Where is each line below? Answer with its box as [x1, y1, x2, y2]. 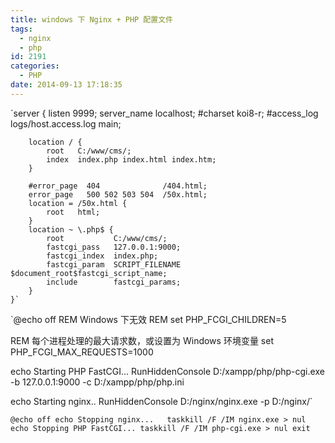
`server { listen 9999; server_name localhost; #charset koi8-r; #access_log [10, 107, 319, 119]
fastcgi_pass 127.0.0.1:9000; [46, 242, 182, 252]
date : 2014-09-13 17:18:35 [10, 80, 123, 90]
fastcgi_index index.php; [46, 251, 159, 261]
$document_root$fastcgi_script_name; [10, 268, 168, 278]
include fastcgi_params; [46, 277, 182, 287]
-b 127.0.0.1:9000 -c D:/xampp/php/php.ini [10, 376, 185, 388]
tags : [10, 24, 33, 34]
